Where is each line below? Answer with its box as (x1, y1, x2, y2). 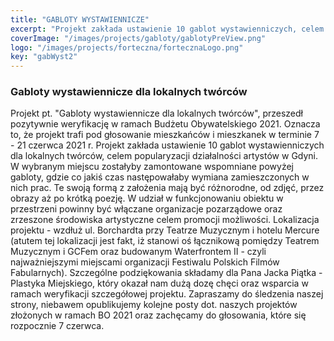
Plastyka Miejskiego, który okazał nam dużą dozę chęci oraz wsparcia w (10, 277, 309, 290)
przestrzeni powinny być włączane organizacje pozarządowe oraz (10, 203, 283, 215)
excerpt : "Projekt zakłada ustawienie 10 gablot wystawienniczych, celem (10, 24, 325, 34)
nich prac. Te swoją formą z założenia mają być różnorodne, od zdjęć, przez (10, 182, 325, 194)
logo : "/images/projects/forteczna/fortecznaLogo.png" (10, 42, 244, 53)
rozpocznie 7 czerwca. (10, 320, 105, 332)
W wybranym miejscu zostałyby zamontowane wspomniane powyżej (10, 161, 294, 173)
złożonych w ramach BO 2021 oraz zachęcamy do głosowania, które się (10, 309, 307, 321)
